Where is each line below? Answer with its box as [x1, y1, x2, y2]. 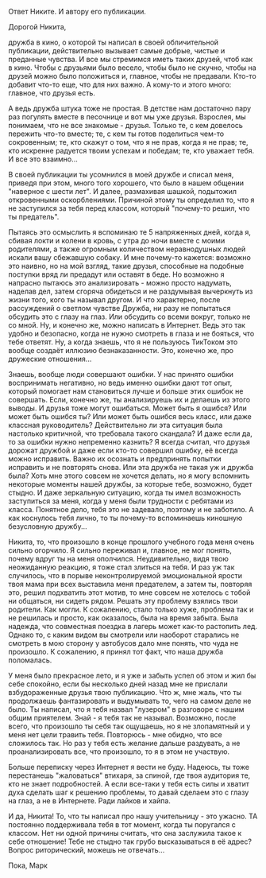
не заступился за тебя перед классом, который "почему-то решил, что [8, 204, 250, 213]
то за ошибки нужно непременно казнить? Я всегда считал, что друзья [8, 437, 250, 446]
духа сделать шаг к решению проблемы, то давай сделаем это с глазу [8, 787, 249, 797]
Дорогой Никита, [8, 22, 67, 31]
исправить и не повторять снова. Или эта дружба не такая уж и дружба [8, 463, 254, 472]
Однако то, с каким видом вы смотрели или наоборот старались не [8, 630, 240, 639]
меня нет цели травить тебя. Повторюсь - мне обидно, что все [8, 730, 222, 739]
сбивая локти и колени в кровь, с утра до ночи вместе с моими [8, 236, 226, 245]
